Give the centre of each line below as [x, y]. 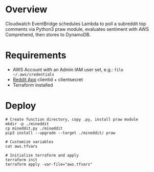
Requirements [36, 55]
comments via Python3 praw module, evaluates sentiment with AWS [77, 29]
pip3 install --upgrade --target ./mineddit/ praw [60, 133]
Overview [26, 9]
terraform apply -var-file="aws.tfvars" [49, 164]
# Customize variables [29, 142]
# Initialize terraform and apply [42, 155]
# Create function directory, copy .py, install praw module [72, 119]
